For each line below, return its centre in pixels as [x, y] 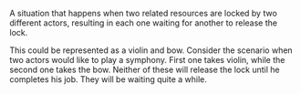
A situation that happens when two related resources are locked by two [144, 13]
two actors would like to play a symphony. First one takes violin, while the [147, 60]
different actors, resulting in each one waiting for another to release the [144, 23]
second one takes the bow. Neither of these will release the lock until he [145, 69]
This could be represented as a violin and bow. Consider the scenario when [151, 50]
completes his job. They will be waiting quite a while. [109, 79]
